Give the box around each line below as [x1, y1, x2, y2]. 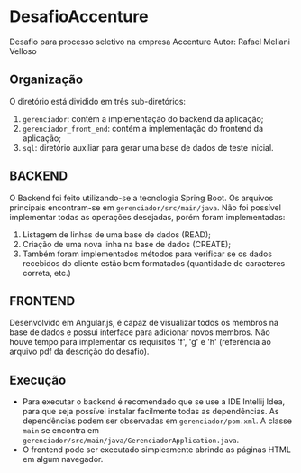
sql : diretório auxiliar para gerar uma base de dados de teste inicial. [22, 142, 274, 153]
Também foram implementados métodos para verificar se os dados [22, 248, 273, 259]
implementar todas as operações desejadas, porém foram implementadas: [9, 211, 286, 222]
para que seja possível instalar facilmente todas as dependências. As [22, 406, 279, 417]
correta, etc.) [22, 267, 72, 278]
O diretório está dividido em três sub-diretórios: [9, 96, 187, 107]
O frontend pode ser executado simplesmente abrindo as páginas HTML [22, 444, 291, 455]
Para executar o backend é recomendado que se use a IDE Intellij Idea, [22, 396, 286, 407]
